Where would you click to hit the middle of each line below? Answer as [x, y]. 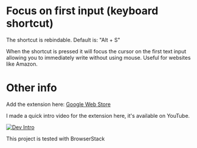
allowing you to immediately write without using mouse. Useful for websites [99, 57]
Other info [32, 88]
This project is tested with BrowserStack [55, 139]
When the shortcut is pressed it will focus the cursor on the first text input [96, 51]
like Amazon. [22, 64]
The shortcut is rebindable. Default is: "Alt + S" [63, 40]
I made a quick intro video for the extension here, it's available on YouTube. [98, 115]
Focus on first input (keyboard [82, 11]
